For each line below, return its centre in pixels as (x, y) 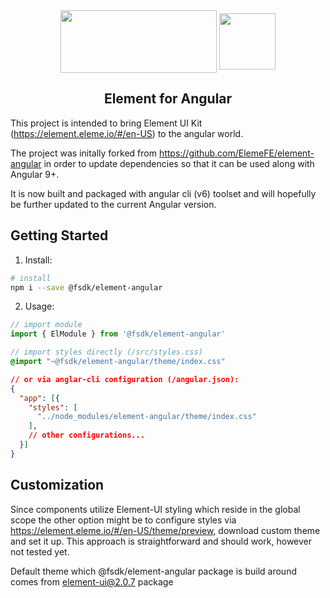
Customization (57, 485)
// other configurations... (86, 435)
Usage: (39, 306)
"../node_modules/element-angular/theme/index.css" (146, 417)
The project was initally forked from (83, 153)
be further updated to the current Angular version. (113, 204)
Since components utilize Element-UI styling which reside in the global (155, 509)
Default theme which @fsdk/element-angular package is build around (153, 571)
